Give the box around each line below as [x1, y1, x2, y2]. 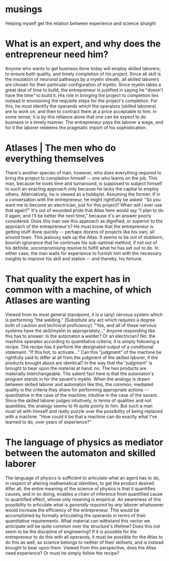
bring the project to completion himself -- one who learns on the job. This [5, 175, 157, 181]
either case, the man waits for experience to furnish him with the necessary [5, 250, 162, 256]
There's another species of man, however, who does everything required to [5, 169, 162, 175]
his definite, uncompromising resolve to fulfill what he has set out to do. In [5, 245, 158, 251]
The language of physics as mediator [5, 436, 163, 448]
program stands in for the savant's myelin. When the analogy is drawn [5, 376, 150, 382]
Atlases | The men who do [5, 143, 116, 154]
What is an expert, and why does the [5, 38, 161, 50]
